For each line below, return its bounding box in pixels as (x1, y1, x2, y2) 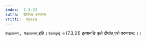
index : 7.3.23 (5, 7, 38, 12)
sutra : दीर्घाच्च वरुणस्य (5, 12, 46, 17)
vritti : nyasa (5, 16, 38, 21)
